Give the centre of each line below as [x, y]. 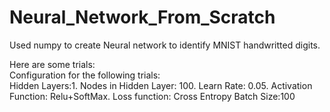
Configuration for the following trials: [85, 75]
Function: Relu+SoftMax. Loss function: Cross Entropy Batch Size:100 [152, 96]
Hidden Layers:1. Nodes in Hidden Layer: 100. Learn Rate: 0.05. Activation [161, 85]
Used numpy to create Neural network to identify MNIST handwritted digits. [165, 45]
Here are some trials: [52, 64]
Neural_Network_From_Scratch [142, 17]
